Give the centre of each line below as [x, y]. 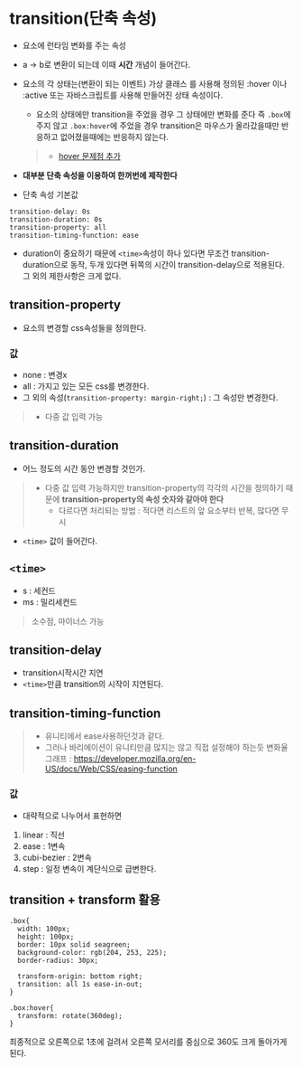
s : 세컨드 [39, 590]
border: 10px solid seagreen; [74, 945]
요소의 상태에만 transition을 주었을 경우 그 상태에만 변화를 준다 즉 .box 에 [163, 114]
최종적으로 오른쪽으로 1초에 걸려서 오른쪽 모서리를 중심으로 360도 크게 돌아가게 [148, 1042]
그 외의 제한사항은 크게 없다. [72, 276]
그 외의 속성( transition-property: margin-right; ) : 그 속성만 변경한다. [150, 398]
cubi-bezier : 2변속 [57, 857]
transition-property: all [58, 227]
